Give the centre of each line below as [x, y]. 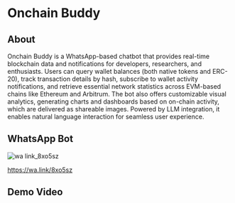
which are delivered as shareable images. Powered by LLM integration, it [114, 109]
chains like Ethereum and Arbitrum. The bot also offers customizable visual [117, 94]
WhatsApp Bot [40, 139]
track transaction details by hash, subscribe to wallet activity [110, 79]
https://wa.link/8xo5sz [40, 170]
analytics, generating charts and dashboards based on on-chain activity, [114, 101]
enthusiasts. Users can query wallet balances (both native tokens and [109, 71]
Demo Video [35, 192]
